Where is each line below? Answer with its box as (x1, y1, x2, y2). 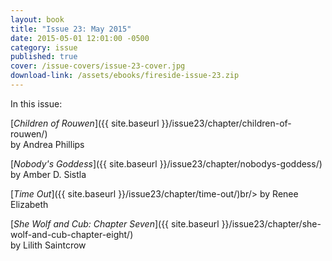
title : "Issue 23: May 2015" (10, 24, 132, 34)
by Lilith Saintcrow (10, 239, 87, 251)
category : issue (10, 42, 78, 53)
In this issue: (10, 97, 63, 110)
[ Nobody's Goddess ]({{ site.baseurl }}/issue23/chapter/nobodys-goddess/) (10, 157, 323, 170)
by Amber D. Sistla (10, 168, 87, 180)
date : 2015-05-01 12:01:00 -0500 (10, 33, 150, 43)
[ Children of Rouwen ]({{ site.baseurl (10, 117, 160, 129)
